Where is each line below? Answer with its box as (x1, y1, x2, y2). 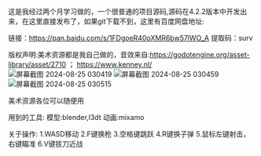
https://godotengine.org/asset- (149, 50, 250, 59)
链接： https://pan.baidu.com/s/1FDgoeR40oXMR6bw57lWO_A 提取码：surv (8, 34, 253, 42)
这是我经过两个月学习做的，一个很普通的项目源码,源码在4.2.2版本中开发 (8, 7, 241, 16)
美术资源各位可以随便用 (8, 96, 84, 105)
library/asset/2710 (8, 60, 67, 69)
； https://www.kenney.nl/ (68, 60, 153, 69)
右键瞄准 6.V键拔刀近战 (8, 140, 83, 148)
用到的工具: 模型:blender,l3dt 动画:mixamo (8, 113, 145, 122)
